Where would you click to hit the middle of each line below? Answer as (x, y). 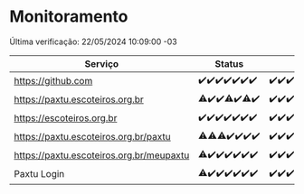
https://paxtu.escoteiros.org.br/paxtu (93, 137)
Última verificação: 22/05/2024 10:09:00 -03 (94, 42)
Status (229, 63)
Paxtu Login (39, 174)
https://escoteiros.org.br (66, 118)
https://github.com (53, 81)
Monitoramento (69, 17)
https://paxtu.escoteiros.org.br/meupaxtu (102, 155)
